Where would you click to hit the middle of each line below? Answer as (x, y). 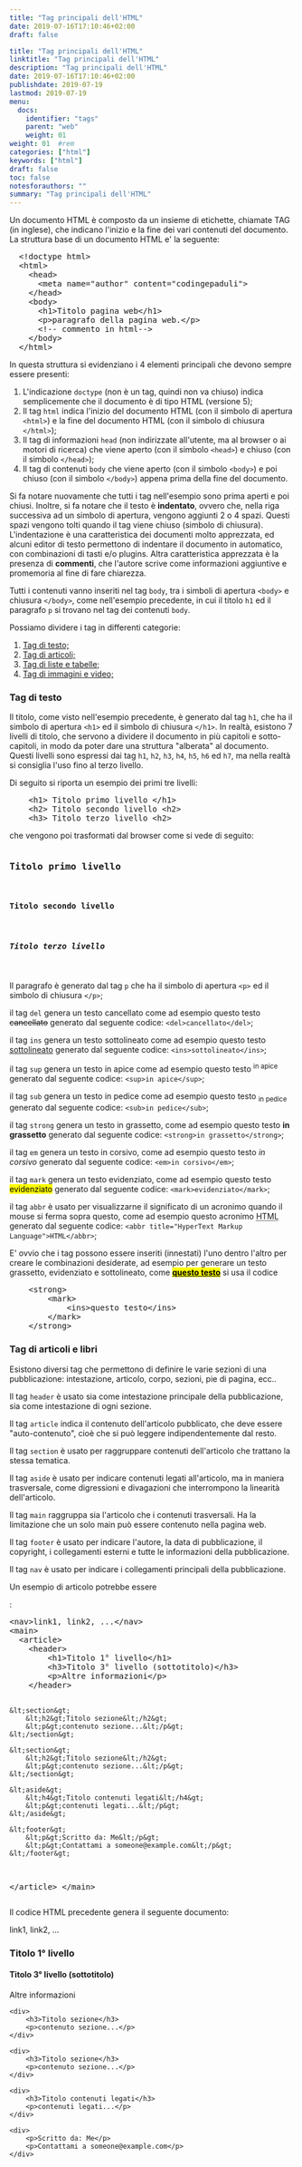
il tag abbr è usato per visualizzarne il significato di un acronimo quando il (146, 1207)
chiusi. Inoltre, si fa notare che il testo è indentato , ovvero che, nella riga (145, 506)
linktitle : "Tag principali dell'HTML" (85, 60)
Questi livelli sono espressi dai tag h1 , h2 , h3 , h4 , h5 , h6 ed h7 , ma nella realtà (150, 756)
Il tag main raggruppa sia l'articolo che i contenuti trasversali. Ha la (133, 1514)
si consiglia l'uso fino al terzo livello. (76, 765)
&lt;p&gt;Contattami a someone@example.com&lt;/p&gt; (129, 1845)
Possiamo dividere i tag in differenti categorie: (95, 627)
